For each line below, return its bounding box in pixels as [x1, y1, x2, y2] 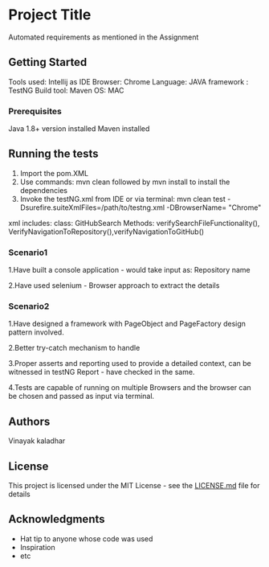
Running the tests [8, 147, 99, 161]
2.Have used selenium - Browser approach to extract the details [8, 281, 220, 290]
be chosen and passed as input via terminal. [8, 392, 155, 401]
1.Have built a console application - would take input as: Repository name [8, 265, 251, 275]
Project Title [8, 6, 92, 24]
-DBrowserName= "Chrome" [166, 203, 262, 212]
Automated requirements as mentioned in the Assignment [8, 32, 199, 42]
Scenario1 [8, 247, 48, 258]
